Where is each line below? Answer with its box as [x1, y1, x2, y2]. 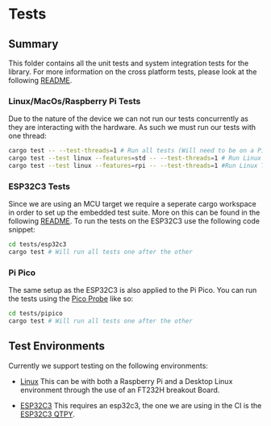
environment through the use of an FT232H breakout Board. [19, 385, 220, 395]
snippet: [8, 225, 35, 235]
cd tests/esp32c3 [8, 240, 67, 248]
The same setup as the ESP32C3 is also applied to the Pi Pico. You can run [8, 286, 257, 295]
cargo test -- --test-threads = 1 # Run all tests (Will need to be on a [8, 147, 254, 155]
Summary [8, 37, 59, 51]
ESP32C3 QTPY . [19, 409, 75, 419]
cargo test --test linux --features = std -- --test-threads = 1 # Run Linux [8, 154, 262, 162]
